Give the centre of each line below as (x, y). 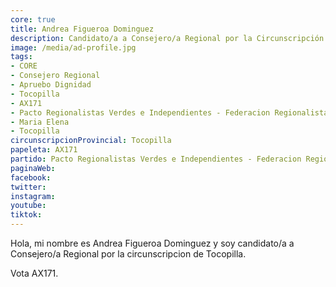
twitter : (28, 187)
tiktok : (26, 215)
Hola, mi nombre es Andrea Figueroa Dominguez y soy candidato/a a (152, 243)
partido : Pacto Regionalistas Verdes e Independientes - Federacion (156, 159)
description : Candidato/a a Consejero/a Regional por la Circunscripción (167, 38)
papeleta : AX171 (44, 150)
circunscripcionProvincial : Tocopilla (91, 141)
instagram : (33, 196)
